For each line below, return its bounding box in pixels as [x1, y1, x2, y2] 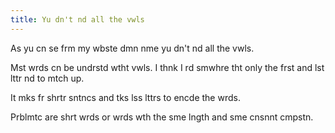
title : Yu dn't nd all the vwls [10, 14, 145, 25]
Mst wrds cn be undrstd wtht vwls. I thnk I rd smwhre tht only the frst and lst [10, 61, 325, 73]
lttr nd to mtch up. [10, 72, 85, 84]
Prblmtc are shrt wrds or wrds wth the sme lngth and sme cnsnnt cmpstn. [10, 111, 314, 123]
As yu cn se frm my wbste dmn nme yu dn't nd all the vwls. [10, 42, 255, 54]
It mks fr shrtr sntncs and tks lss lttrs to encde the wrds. [10, 91, 241, 103]
